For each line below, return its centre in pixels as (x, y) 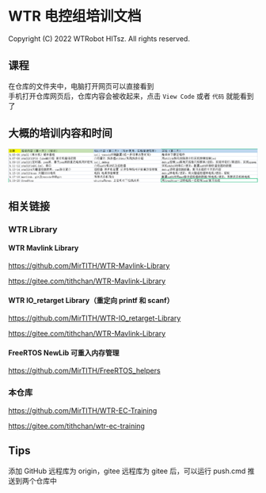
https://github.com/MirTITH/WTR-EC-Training (83, 410)
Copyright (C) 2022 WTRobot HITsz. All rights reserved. (99, 38)
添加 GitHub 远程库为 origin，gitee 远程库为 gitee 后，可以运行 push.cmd (127, 471)
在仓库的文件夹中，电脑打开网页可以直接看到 (81, 86)
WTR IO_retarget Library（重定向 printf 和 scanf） (91, 300)
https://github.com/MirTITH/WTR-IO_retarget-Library (95, 318)
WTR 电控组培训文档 (75, 16)
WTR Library (33, 229)
